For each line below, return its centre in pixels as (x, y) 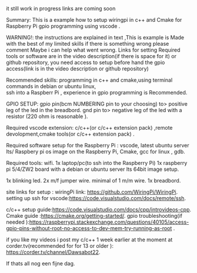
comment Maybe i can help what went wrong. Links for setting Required (93, 50)
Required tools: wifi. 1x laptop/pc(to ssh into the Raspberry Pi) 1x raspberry (97, 163)
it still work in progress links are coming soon (61, 9)
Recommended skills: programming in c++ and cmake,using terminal (89, 80)
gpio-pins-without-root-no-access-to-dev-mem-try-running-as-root (89, 228)
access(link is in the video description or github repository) (77, 69)
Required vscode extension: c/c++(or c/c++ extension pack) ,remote (89, 128)
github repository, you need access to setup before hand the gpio (86, 62)
